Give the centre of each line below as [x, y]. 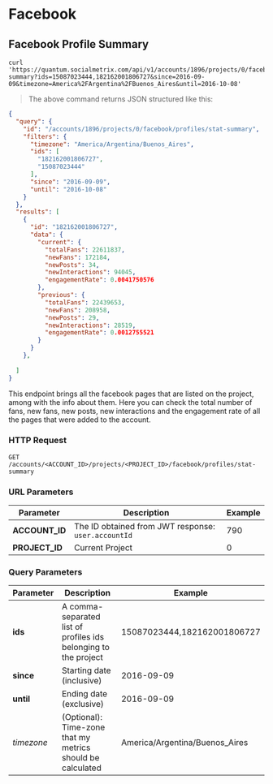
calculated [81, 768]
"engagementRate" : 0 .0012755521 [99, 333]
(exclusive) [82, 704]
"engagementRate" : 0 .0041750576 [99, 280]
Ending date [84, 694]
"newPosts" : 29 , [72, 317]
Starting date [86, 670]
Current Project [103, 548]
